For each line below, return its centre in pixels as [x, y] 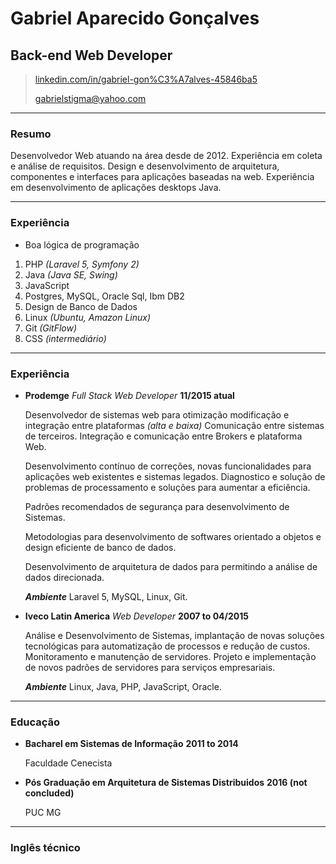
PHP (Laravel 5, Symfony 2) [82, 264]
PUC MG [43, 813]
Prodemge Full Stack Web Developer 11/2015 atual [129, 395]
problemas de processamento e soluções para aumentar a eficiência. [167, 487]
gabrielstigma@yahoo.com [90, 98]
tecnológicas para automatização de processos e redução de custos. [167, 646]
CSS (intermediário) [65, 338]
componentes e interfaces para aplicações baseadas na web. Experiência [162, 177]
